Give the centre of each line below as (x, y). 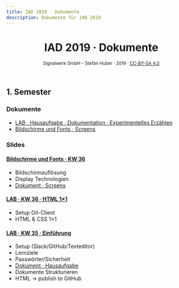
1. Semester (29, 92)
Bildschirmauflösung (40, 172)
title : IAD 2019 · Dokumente (43, 12)
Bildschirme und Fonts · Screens (55, 129)
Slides (16, 145)
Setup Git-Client (35, 213)
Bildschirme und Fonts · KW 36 (46, 159)
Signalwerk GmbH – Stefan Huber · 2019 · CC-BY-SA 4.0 (101, 64)
